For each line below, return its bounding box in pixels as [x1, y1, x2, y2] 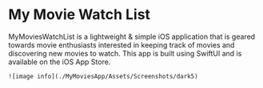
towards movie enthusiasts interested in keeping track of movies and [8, 40, 235, 49]
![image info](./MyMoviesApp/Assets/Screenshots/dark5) [8, 72, 198, 80]
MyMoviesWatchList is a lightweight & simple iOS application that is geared [8, 32, 256, 41]
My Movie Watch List [8, 6, 150, 24]
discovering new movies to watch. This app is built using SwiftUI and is [8, 48, 242, 58]
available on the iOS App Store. [8, 57, 111, 67]
